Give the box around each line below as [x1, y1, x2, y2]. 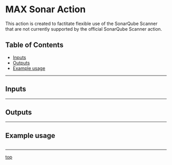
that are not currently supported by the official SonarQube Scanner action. [5, 26, 162, 32]
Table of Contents [5, 41, 64, 50]
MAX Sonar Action [5, 4, 86, 15]
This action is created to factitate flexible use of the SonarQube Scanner [5, 20, 158, 27]
